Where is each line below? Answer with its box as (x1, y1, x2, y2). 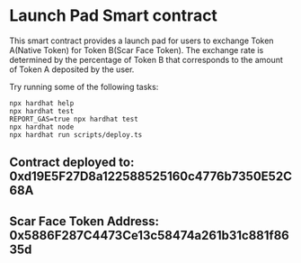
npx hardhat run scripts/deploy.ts (9, 130, 143, 140)
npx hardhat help (9, 98, 75, 108)
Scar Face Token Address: (9, 213, 160, 229)
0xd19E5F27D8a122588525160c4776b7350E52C (9, 168, 292, 185)
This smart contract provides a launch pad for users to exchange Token (9, 35, 274, 46)
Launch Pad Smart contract (9, 5, 218, 26)
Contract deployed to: (9, 155, 135, 170)
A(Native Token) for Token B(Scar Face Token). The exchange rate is (9, 44, 264, 55)
